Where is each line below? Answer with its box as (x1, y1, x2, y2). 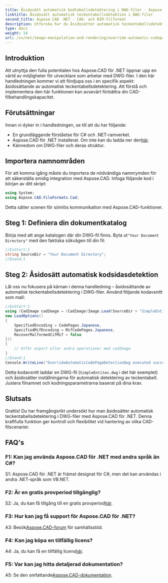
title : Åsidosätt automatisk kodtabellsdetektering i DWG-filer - (5, 7, 146, 13)
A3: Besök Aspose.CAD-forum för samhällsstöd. (5, 524, 103, 530)
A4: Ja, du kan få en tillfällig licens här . (5, 548, 83, 554)
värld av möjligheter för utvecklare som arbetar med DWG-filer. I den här (5, 72, 155, 78)
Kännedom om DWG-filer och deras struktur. (12, 142, 105, 148)
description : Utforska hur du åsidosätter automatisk (5, 21, 120, 27)
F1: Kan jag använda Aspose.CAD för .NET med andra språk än (5, 453, 160, 460)
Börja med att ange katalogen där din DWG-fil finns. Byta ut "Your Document (5, 232, 159, 238)
